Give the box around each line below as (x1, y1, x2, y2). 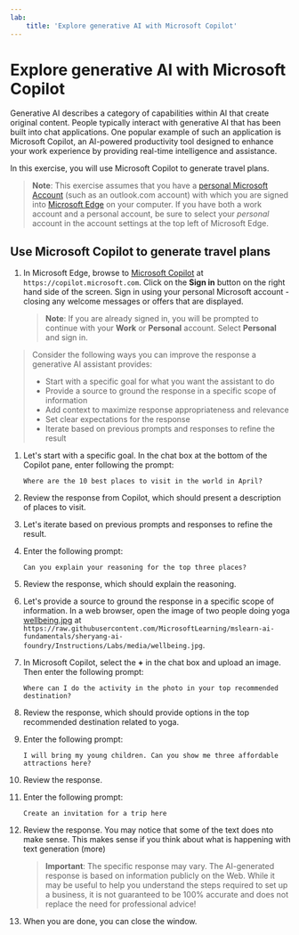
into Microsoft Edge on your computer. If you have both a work (31, 199, 262, 210)
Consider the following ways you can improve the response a (31, 349, 257, 361)
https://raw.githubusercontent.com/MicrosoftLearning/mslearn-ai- (22, 624, 275, 633)
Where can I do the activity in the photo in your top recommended (22, 684, 279, 693)
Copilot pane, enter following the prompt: (22, 459, 174, 470)
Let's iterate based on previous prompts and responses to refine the (22, 519, 273, 530)
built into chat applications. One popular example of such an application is (10, 126, 281, 138)
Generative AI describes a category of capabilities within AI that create (10, 108, 270, 118)
